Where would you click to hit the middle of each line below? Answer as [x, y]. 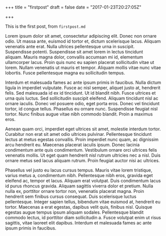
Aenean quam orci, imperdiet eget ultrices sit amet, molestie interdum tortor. [83, 129]
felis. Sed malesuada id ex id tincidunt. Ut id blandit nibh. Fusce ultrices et [81, 93]
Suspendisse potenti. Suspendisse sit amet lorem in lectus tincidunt [74, 52]
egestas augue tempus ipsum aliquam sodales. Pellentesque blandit [74, 212]
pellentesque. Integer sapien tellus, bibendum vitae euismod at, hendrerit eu [83, 202]
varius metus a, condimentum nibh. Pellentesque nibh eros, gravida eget [79, 175]
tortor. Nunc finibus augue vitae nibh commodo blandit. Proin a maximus [79, 114]
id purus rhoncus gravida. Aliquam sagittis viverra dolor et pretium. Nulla [79, 186]
